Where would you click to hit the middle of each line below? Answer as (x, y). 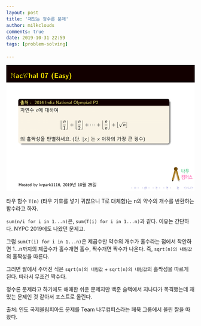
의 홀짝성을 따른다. (28, 256)
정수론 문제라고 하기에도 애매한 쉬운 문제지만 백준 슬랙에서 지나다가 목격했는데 (97, 289)
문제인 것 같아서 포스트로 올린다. (55, 297)
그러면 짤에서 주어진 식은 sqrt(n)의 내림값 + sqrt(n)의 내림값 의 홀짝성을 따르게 (98, 269)
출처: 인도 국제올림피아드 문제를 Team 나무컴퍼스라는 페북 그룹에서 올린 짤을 (95, 309)
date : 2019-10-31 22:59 (36, 38)
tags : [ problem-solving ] (37, 44)
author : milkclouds (31, 25)
